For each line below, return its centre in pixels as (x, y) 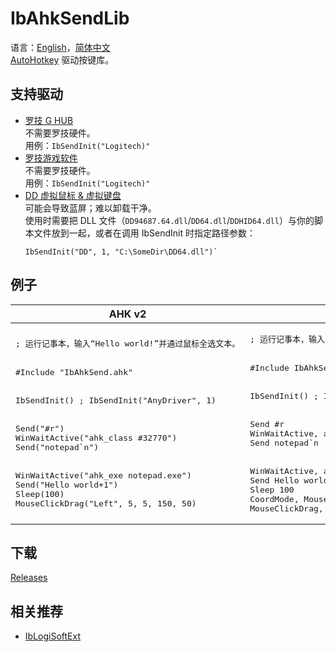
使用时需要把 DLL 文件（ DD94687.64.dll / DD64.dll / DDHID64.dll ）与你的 (169, 220)
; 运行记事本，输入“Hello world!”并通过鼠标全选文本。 (128, 343)
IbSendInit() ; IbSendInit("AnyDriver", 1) (116, 400)
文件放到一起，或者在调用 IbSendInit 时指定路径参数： (144, 233)
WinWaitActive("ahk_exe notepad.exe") (103, 475)
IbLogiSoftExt (52, 636)
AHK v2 (127, 314)
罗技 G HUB (49, 120)
